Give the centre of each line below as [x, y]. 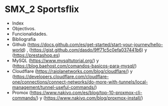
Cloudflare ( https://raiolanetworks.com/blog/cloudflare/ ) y [72, 71]
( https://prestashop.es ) [36, 55]
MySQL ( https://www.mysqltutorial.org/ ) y [55, 60]
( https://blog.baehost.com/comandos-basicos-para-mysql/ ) [74, 66]
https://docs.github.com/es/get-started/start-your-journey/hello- [96, 44]
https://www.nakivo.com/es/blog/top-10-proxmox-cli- [87, 92]
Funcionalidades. [30, 34]
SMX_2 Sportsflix [42, 9]
